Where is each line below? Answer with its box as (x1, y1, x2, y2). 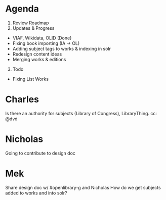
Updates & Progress (12, 25, 55, 31)
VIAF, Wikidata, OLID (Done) (12, 35, 72, 41)
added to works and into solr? (5, 190, 67, 196)
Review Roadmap (12, 20, 49, 26)
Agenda (5, 3, 39, 15)
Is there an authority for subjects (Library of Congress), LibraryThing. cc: (5, 110, 157, 116)
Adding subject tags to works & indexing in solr (12, 45, 111, 52)
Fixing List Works (12, 76, 49, 82)
